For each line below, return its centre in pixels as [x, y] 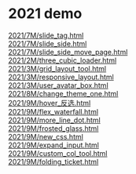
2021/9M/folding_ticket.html [53, 161]
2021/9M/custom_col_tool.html [58, 153]
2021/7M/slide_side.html [48, 43]
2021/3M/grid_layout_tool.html [57, 68]
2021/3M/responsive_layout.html [61, 77]
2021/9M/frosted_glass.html [53, 128]
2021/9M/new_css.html [46, 136]
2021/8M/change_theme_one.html [63, 93]
